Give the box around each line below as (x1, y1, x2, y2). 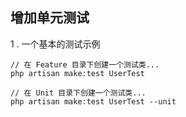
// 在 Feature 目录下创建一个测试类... (10, 59, 160, 70)
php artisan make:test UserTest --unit (10, 96, 177, 107)
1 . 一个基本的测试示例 (10, 38, 101, 50)
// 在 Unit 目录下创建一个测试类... (10, 88, 147, 98)
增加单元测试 (10, 9, 90, 27)
